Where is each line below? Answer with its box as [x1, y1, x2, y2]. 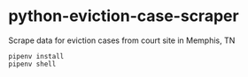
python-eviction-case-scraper [8, 6, 240, 26]
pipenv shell [8, 59, 57, 68]
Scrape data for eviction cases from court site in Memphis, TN [8, 35, 236, 45]
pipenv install [8, 52, 65, 60]
